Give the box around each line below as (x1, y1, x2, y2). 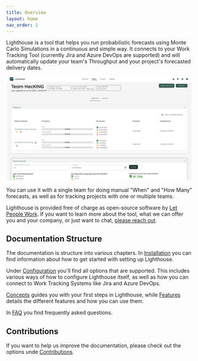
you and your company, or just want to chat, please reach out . (6, 216, 157, 223)
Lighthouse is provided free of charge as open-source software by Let (6, 204, 177, 211)
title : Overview (6, 9, 46, 15)
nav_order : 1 (6, 22, 38, 28)
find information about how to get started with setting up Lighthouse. (6, 255, 174, 263)
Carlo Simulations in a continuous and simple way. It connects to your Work (6, 45, 190, 53)
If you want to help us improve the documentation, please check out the (6, 342, 181, 349)
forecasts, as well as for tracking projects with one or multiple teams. (6, 193, 174, 200)
